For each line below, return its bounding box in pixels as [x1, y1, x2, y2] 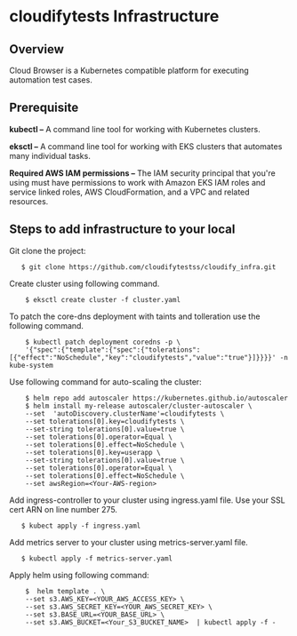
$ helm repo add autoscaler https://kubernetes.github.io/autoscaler [25, 394, 289, 402]
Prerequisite [9, 100, 79, 115]
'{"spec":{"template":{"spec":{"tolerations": [25, 345, 201, 354]
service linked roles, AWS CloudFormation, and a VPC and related [9, 187, 251, 197]
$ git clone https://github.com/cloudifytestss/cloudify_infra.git [20, 262, 277, 272]
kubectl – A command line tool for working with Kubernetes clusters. [9, 123, 261, 134]
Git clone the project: [9, 245, 86, 256]
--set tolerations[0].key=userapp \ [25, 448, 162, 457]
